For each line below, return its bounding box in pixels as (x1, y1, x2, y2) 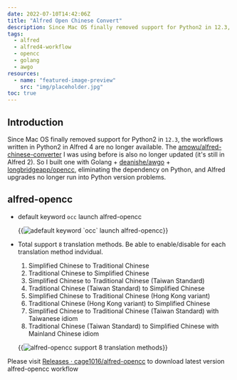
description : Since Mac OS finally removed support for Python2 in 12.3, (7, 23, 231, 31)
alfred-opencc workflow (7, 364, 78, 373)
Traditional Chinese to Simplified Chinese (28, 268, 149, 278)
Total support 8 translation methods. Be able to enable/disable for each (17, 240, 226, 248)
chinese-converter (7, 150, 62, 159)
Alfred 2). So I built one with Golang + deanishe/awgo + (7, 157, 171, 166)
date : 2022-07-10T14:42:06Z (7, 10, 91, 18)
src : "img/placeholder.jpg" (20, 83, 103, 90)
